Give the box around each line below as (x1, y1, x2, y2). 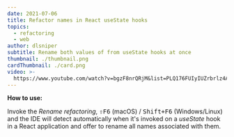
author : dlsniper (7, 42, 58, 49)
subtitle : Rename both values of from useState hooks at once (7, 49, 192, 56)
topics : (7, 23, 30, 30)
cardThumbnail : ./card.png (7, 62, 86, 69)
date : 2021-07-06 (7, 10, 58, 17)
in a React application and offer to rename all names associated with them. (7, 122, 221, 131)
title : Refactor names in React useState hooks (7, 17, 148, 24)
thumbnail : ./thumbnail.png (7, 56, 89, 63)
